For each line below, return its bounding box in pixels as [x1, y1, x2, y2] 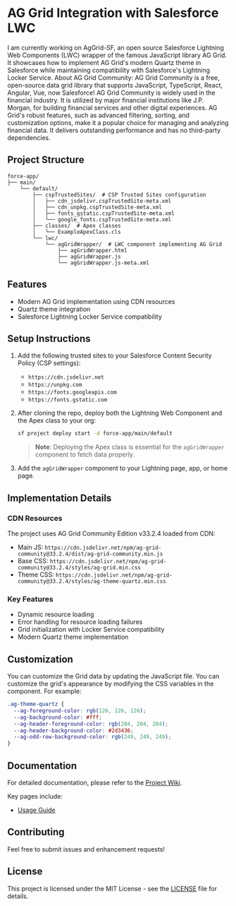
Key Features [7, 594, 54, 604]
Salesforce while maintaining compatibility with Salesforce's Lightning [7, 66, 210, 74]
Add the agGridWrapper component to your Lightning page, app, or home [17, 464, 228, 473]
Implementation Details [7, 492, 112, 504]
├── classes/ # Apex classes [32, 222, 121, 229]
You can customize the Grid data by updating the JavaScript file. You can [7, 672, 220, 681]
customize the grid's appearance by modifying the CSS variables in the [7, 680, 214, 688]
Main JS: [17, 543, 44, 551]
